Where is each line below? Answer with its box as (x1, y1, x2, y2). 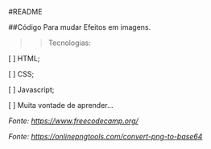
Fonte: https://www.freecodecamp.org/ (8, 116, 139, 126)
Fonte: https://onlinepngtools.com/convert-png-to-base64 (8, 132, 203, 141)
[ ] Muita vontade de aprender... (8, 101, 114, 110)
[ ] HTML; (8, 54, 40, 63)
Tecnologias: (48, 38, 91, 48)
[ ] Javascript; (8, 85, 55, 94)
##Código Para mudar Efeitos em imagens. (8, 23, 151, 31)
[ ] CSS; (8, 69, 35, 79)
